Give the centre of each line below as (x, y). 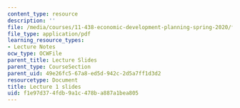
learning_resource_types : (46, 40)
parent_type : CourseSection (49, 67)
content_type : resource (43, 14)
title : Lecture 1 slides (44, 87)
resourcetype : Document (43, 80)
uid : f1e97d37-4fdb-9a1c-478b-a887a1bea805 (73, 93)
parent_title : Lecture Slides (52, 60)
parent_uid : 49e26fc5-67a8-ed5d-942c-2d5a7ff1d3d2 (84, 73)
